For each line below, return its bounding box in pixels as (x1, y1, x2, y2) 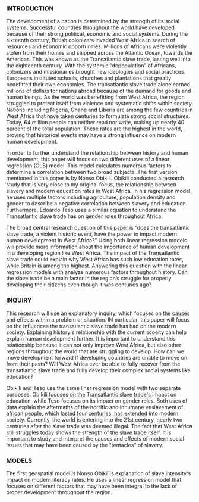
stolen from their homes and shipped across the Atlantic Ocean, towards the (6, 49, 193, 57)
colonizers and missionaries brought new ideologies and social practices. (6, 68, 186, 76)
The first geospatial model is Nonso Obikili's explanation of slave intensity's (6, 469, 191, 477)
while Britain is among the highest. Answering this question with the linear (6, 262, 187, 269)
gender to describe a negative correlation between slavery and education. (6, 200, 188, 207)
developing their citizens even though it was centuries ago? (6, 281, 152, 288)
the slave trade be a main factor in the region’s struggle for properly (6, 275, 172, 282)
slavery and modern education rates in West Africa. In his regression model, (6, 188, 192, 195)
